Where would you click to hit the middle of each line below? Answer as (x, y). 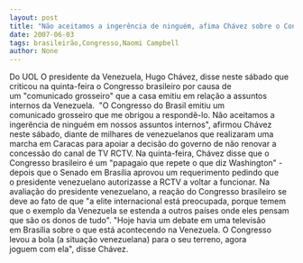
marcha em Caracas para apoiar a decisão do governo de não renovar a (143, 144)
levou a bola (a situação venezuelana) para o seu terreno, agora (128, 240)
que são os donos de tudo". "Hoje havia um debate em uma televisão (138, 221)
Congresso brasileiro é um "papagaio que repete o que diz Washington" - (146, 163)
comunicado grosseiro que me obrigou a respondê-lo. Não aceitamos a (142, 115)
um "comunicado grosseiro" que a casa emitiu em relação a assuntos (138, 96)
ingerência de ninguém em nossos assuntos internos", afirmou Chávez (141, 125)
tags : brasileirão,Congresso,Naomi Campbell (94, 43)
